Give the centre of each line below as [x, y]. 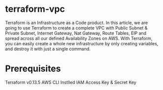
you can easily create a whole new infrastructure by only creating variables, [82, 43]
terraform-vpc [35, 9]
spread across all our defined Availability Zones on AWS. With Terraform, [79, 38]
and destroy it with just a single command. [48, 49]
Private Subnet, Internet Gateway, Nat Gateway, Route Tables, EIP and [76, 33]
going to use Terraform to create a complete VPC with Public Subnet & [76, 28]
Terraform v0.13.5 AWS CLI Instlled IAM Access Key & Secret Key [71, 82]
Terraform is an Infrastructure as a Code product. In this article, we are [77, 23]
